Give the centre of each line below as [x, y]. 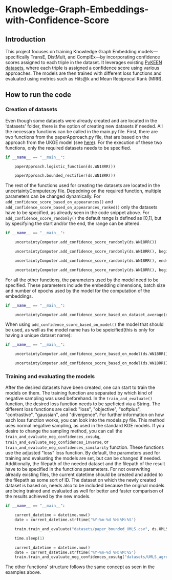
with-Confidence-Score [57, 20]
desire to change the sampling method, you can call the [64, 431]
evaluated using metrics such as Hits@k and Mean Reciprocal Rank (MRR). [84, 79]
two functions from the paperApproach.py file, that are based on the [77, 137]
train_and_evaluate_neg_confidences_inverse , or [57, 442]
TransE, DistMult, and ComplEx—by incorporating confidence [95, 57]
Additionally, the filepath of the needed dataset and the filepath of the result [85, 464]
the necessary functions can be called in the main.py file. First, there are [82, 131]
